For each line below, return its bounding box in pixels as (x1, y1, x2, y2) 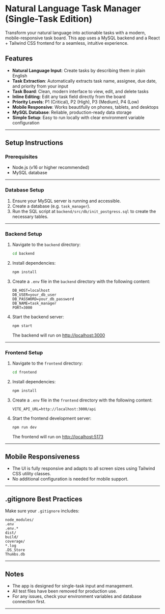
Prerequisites (5, 153, 38, 160)
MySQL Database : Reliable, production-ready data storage (12, 109, 132, 115)
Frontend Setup (5, 349, 43, 356)
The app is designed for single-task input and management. (12, 583, 134, 589)
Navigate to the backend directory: (12, 242, 81, 247)
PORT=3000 (12, 305, 33, 310)
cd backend (12, 251, 35, 256)
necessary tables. (12, 214, 49, 219)
